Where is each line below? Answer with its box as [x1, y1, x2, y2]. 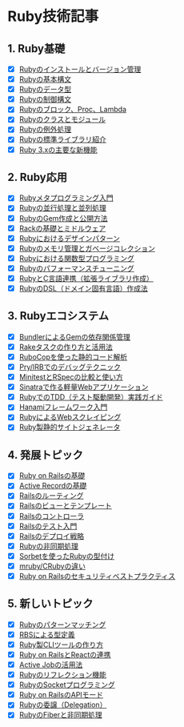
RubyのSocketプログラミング [18, 680, 115, 689]
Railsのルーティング [18, 491, 84, 500]
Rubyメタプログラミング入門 [18, 193, 114, 203]
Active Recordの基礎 [18, 481, 87, 491]
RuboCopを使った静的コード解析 [18, 351, 128, 361]
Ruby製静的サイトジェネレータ [18, 422, 121, 432]
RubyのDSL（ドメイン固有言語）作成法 [18, 283, 149, 293]
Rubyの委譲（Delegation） [18, 700, 107, 709]
